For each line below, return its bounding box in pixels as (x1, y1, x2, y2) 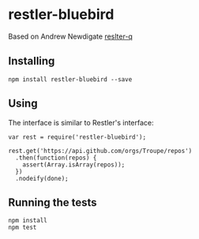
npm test (8, 223, 37, 232)
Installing (8, 54, 55, 68)
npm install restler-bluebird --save (8, 75, 133, 84)
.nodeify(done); (15, 174, 69, 182)
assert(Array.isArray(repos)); (22, 160, 126, 169)
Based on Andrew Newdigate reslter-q (8, 32, 133, 41)
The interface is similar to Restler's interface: (8, 118, 154, 127)
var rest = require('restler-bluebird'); (8, 133, 147, 141)
